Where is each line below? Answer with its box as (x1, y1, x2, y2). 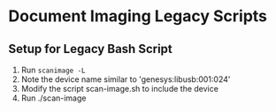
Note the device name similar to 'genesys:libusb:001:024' (20, 74, 231, 85)
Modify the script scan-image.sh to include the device (20, 84, 218, 93)
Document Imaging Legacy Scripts (8, 6, 267, 26)
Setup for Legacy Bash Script (8, 41, 173, 56)
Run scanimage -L (20, 64, 86, 75)
